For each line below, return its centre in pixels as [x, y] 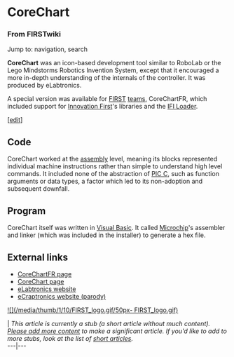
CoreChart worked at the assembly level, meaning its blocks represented [112, 159]
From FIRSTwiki [34, 34]
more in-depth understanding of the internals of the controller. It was [106, 78]
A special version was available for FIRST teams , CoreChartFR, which [107, 99]
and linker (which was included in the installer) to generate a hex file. [106, 235]
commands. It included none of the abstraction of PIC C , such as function [113, 174]
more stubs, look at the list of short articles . [70, 338]
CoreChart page [41, 281]
